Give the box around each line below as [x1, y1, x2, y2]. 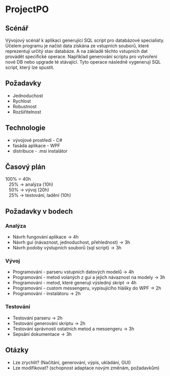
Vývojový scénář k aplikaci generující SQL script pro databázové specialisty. [5, 37, 165, 43]
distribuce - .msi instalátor [12, 148, 67, 154]
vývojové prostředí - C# [12, 137, 62, 143]
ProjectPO [5, 4, 49, 15]
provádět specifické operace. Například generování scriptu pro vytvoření [5, 53, 157, 60]
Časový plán [5, 163, 46, 171]
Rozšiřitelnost [12, 108, 42, 115]
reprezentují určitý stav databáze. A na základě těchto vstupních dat [5, 48, 148, 54]
